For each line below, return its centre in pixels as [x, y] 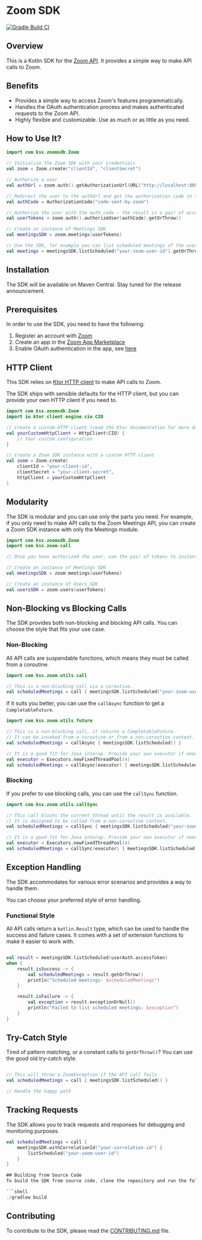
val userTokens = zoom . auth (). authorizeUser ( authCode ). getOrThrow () [94, 218]
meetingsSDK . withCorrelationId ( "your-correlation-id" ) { [90, 1147]
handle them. [23, 888]
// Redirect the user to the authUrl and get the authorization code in [99, 196]
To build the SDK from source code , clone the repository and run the [96, 1181]
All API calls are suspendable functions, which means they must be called [97, 658]
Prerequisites [32, 310]
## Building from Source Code [44, 1175]
